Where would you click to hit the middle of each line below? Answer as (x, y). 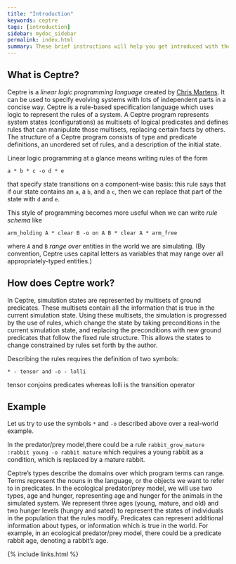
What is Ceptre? (43, 75)
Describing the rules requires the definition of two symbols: (93, 358)
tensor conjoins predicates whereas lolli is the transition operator (101, 384)
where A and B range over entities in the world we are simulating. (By (106, 246)
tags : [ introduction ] (39, 27)
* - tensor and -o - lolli (47, 371)
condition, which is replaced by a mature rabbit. (76, 460)
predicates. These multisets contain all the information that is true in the (111, 308)
